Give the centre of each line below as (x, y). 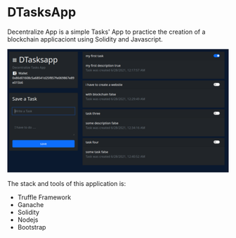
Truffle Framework (44, 197)
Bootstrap (32, 227)
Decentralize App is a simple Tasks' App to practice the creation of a (106, 32)
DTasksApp (42, 12)
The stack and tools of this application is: (67, 184)
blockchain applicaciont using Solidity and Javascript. (85, 39)
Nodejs (28, 220)
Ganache (31, 205)
